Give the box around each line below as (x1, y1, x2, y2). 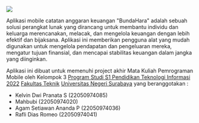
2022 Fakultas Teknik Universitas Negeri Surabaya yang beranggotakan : (6, 80, 189, 87)
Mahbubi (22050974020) (15, 98, 79, 105)
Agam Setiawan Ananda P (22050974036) (15, 104, 121, 112)
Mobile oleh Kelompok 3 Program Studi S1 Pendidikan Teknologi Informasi (6, 74, 191, 81)
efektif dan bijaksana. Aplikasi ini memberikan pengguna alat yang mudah (6, 36, 190, 43)
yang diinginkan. (6, 55, 48, 63)
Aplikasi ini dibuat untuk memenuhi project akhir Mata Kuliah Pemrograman (6, 67, 194, 74)
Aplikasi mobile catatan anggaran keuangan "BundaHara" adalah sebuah (6, 17, 188, 24)
